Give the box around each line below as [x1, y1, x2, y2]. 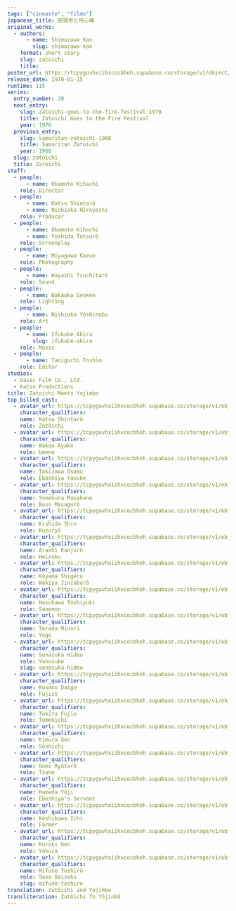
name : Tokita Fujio [20, 710, 77, 718]
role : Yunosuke [20, 658, 65, 665]
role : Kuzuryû [20, 527, 61, 534]
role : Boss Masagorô [20, 501, 80, 508]
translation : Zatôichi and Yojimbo [7, 887, 112, 894]
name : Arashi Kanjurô [20, 547, 83, 554]
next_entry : [13, 102, 49, 109]
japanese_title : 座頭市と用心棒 [7, 17, 95, 24]
